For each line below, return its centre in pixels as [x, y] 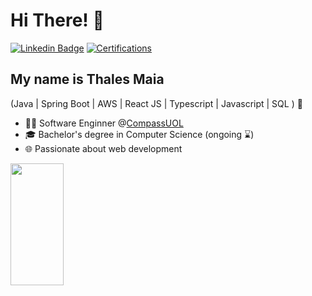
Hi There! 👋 [57, 20]
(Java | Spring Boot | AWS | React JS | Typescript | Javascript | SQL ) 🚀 [156, 103]
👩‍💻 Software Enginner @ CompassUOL [104, 123]
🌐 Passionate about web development [103, 148]
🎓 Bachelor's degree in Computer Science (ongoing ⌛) [139, 134]
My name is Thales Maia [87, 79]
